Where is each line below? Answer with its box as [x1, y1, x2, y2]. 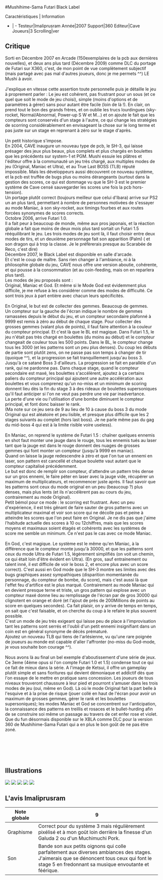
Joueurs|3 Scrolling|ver [12, 28, 59, 34]
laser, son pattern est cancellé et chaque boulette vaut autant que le [5, 458, 142, 464]
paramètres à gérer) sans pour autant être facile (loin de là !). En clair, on [5, 102, 150, 107]
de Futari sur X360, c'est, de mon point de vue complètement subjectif [5, 65, 147, 71]
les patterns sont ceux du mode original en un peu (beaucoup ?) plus [5, 484, 143, 490]
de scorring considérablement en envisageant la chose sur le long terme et [5, 122, 155, 128]
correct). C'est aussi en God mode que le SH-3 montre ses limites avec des [5, 566, 156, 572]
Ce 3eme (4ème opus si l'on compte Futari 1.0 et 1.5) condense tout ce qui [5, 659, 154, 665]
